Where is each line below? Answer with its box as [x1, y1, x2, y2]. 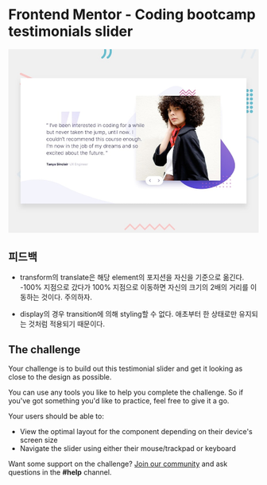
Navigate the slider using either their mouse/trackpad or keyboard [19, 444, 236, 453]
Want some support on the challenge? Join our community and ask [8, 459, 228, 469]
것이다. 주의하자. [41, 292, 93, 302]
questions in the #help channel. [8, 468, 112, 477]
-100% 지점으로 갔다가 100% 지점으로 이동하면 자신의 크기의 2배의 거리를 [19, 283, 249, 292]
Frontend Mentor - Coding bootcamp [8, 6, 256, 24]
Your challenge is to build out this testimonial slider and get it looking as [8, 364, 243, 374]
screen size [19, 435, 58, 445]
